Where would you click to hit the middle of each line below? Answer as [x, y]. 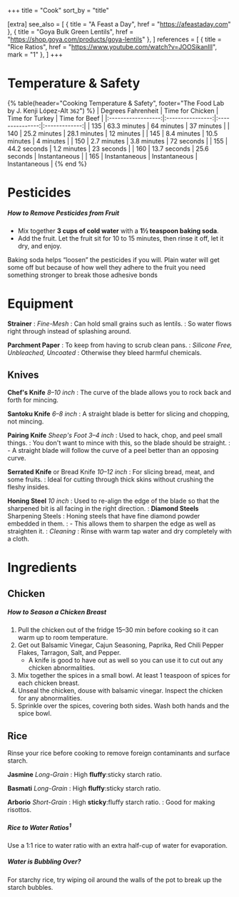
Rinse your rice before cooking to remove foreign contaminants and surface [119, 753]
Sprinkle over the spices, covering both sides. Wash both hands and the [123, 706]
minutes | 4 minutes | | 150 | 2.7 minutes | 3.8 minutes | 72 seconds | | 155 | [118, 141]
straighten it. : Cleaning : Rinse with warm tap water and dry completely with [119, 531]
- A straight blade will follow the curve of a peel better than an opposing [113, 450]
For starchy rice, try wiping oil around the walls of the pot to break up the [115, 880]
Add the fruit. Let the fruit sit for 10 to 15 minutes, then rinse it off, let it [121, 239]
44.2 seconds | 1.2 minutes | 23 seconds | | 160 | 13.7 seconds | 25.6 [108, 149]
